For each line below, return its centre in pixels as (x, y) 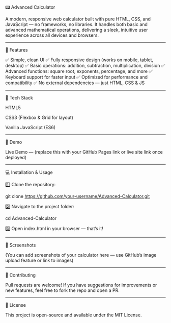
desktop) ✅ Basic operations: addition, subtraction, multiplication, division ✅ (85, 66)
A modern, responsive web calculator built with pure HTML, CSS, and (78, 19)
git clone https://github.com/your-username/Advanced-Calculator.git (78, 196)
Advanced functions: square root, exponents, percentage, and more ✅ (79, 71)
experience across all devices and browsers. (52, 35)
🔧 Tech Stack (19, 98)
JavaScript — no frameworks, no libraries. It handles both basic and (76, 24)
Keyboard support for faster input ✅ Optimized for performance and (77, 77)
